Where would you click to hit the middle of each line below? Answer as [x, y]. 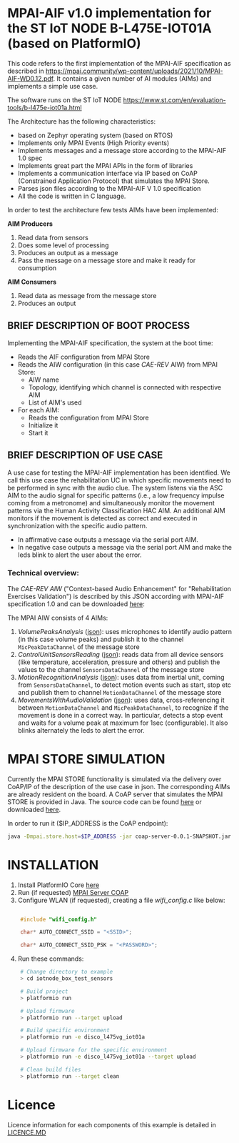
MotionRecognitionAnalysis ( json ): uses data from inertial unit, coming [121, 677]
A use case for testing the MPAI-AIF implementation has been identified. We [119, 472]
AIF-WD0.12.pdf [30, 78]
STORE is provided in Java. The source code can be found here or [105, 801]
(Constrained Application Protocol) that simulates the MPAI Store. [114, 181]
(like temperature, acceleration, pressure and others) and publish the [119, 662]
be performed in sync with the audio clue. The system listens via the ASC [115, 488]
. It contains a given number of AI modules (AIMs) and [132, 78]
